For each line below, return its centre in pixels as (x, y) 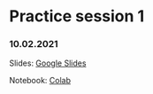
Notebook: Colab (40, 81)
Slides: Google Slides (48, 63)
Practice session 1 (77, 16)
